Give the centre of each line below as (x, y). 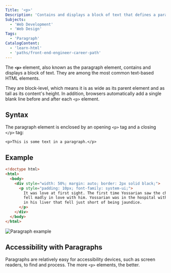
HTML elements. (23, 78)
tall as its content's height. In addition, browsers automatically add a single (83, 93)
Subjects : (16, 19)
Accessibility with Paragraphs (54, 247)
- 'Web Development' (32, 24)
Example (19, 157)
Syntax (17, 115)
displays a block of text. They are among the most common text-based (80, 72)
